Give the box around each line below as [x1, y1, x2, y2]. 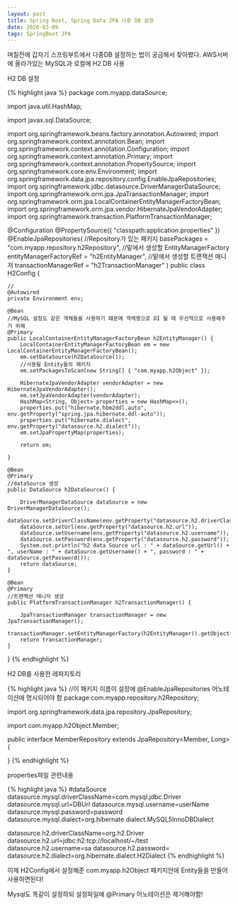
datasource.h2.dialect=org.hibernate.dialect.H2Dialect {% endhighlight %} [7, 851, 225, 860]
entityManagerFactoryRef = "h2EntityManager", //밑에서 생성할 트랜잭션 [7, 252, 214, 261]
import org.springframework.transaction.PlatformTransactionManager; [7, 212, 212, 221]
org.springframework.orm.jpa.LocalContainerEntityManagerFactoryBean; [7, 198, 221, 206]
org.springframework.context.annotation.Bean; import [7, 137, 165, 146]
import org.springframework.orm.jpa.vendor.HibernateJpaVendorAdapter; [7, 205, 223, 213]
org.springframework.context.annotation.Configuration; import [7, 144, 190, 153]
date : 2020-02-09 [7, 23, 59, 30]
